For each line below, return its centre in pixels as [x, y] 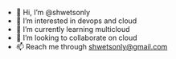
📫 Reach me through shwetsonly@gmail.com [92, 47]
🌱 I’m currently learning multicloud [73, 29]
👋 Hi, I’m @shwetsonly [53, 12]
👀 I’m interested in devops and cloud [76, 21]
